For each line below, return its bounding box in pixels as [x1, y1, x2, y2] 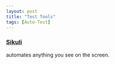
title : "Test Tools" [6, 14, 56, 20]
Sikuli [6, 38, 22, 46]
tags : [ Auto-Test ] [6, 19, 51, 25]
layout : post [6, 8, 38, 14]
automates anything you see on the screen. [6, 51, 110, 58]
